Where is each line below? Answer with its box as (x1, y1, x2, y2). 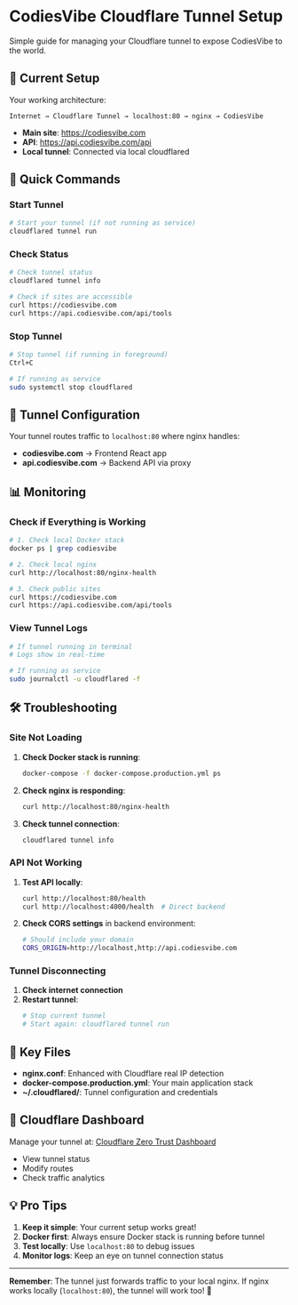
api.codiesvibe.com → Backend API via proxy (21, 458, 192, 468)
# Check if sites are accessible (9, 292, 133, 301)
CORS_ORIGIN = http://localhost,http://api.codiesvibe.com (21, 944, 238, 953)
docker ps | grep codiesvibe (9, 544, 117, 553)
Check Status (9, 248, 69, 260)
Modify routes (21, 1163, 74, 1173)
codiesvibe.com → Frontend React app (21, 448, 167, 459)
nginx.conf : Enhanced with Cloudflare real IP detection (21, 1069, 224, 1079)
